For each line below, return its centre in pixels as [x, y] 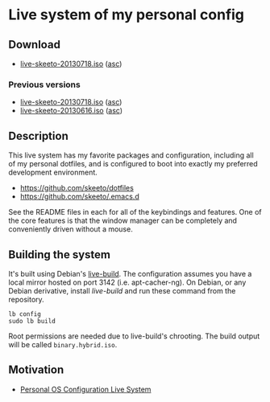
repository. [26, 299]
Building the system [60, 254]
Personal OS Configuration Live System [85, 389]
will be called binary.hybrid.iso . [63, 344]
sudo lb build [32, 321]
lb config [25, 314]
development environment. [53, 172]
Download [34, 45]
